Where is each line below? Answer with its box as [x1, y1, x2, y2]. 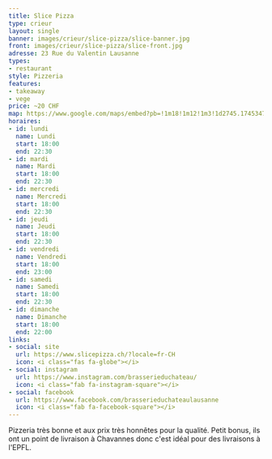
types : [8, 57, 31, 66]
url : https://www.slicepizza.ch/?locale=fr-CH [15, 351, 176, 359]
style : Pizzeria [8, 72, 63, 80]
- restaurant [8, 65, 53, 73]
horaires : [8, 117, 42, 125]
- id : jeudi [8, 215, 49, 223]
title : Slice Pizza [8, 11, 74, 20]
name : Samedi [15, 283, 60, 291]
